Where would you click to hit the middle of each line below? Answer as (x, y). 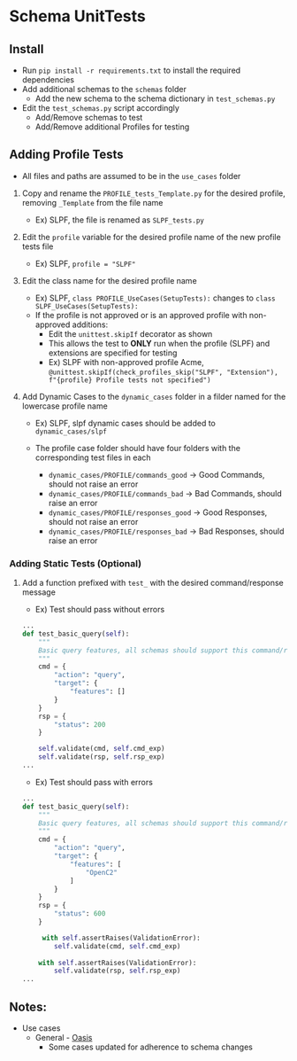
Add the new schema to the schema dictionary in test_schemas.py (155, 98)
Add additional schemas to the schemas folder (104, 89)
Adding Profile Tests (66, 155)
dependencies (48, 80)
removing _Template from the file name (92, 202)
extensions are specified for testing (113, 353)
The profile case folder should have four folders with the (138, 448)
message (38, 592)
